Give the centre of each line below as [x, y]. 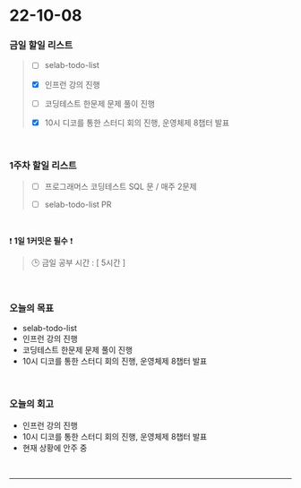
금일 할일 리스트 [41, 46]
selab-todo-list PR [78, 205]
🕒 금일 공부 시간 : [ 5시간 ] [78, 263]
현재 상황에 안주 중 [55, 448]
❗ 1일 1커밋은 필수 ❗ [41, 241]
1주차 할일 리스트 [43, 165]
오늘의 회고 [32, 404]
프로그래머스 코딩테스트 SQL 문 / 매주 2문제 [120, 187]
